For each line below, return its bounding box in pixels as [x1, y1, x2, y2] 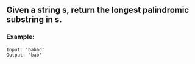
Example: [6, 33, 35, 41]
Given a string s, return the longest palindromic [6, 5, 190, 15]
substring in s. [6, 15, 62, 25]
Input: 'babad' [6, 46, 45, 52]
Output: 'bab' [6, 52, 43, 58]
